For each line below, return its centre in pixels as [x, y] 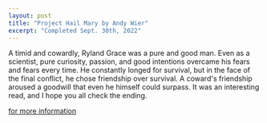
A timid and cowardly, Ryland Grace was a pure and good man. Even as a [129, 54]
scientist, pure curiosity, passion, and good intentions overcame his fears [129, 61]
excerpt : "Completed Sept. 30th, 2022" [75, 30]
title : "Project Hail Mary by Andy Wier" [79, 23]
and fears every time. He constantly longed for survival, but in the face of [129, 70]
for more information [42, 111]
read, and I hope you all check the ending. [78, 96]
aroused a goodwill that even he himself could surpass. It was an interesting [134, 87]
